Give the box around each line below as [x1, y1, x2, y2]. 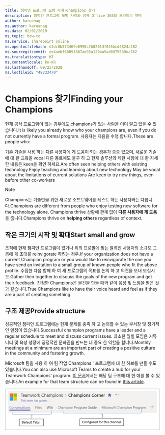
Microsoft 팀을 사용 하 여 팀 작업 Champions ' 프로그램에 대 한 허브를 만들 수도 [5, 360, 157, 366]
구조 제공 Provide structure [5, 307, 85, 315]
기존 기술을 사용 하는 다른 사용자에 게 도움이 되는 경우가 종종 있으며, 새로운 [5, 149, 148, 155]
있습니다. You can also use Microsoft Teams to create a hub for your [5, 366, 141, 372]
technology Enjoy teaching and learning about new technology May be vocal [5, 167, 161, 173]
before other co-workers [5, 177, 55, 183]
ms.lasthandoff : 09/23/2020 [5, 65, 63, 70]
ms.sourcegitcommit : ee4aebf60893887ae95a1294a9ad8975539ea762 [5, 49, 137, 54]
